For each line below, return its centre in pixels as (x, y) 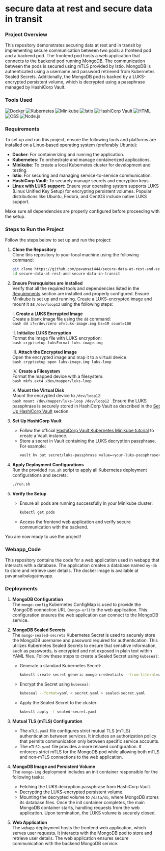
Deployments (21, 588)
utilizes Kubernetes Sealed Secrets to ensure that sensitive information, (84, 646)
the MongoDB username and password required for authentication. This (85, 641)
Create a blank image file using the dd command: (62, 319)
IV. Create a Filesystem (36, 371)
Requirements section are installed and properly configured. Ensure (81, 294)
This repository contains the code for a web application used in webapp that (82, 560)
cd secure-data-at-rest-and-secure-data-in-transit (66, 274)
